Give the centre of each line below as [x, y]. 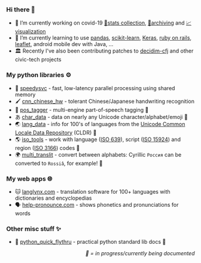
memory [25, 94]
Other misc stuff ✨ [34, 228]
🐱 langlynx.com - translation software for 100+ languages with [92, 191]
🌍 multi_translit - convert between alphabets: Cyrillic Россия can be [98, 154]
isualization [30, 32]
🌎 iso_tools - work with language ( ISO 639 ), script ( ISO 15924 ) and [98, 139]
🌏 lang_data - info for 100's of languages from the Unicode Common [100, 124]
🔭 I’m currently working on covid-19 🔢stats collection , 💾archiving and [100, 23]
